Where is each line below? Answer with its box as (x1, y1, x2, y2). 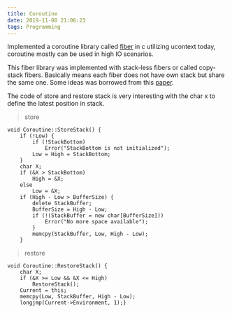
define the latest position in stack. (7, 99, 105, 108)
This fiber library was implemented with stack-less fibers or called (7, 64, 198, 72)
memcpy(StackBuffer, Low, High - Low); (32, 230, 149, 238)
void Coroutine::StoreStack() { (7, 127, 101, 134)
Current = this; (20, 287, 68, 294)
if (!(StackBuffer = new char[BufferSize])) (32, 212, 164, 219)
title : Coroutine (7, 10, 58, 18)
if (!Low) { (20, 132, 55, 140)
